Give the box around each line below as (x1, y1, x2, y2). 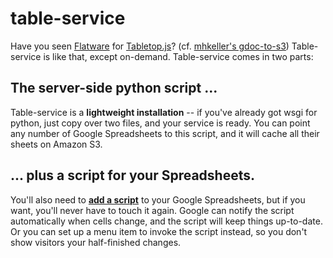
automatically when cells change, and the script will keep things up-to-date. (10, 215, 323, 227)
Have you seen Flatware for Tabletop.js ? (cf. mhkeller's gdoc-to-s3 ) (10, 40, 290, 52)
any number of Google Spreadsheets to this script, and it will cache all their (10, 127, 320, 139)
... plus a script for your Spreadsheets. (10, 167, 256, 184)
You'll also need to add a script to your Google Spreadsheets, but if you (10, 193, 306, 206)
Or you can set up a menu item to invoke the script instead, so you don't (10, 225, 308, 237)
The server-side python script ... (10, 80, 218, 97)
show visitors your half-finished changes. (10, 236, 182, 248)
